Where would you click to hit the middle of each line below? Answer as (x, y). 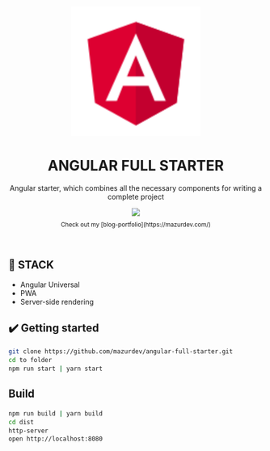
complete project (136, 196)
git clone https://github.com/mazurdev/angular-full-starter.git (120, 352)
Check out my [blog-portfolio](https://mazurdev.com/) (136, 225)
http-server (28, 431)
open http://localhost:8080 (56, 439)
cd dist (21, 422)
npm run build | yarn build (56, 413)
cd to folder (30, 360)
